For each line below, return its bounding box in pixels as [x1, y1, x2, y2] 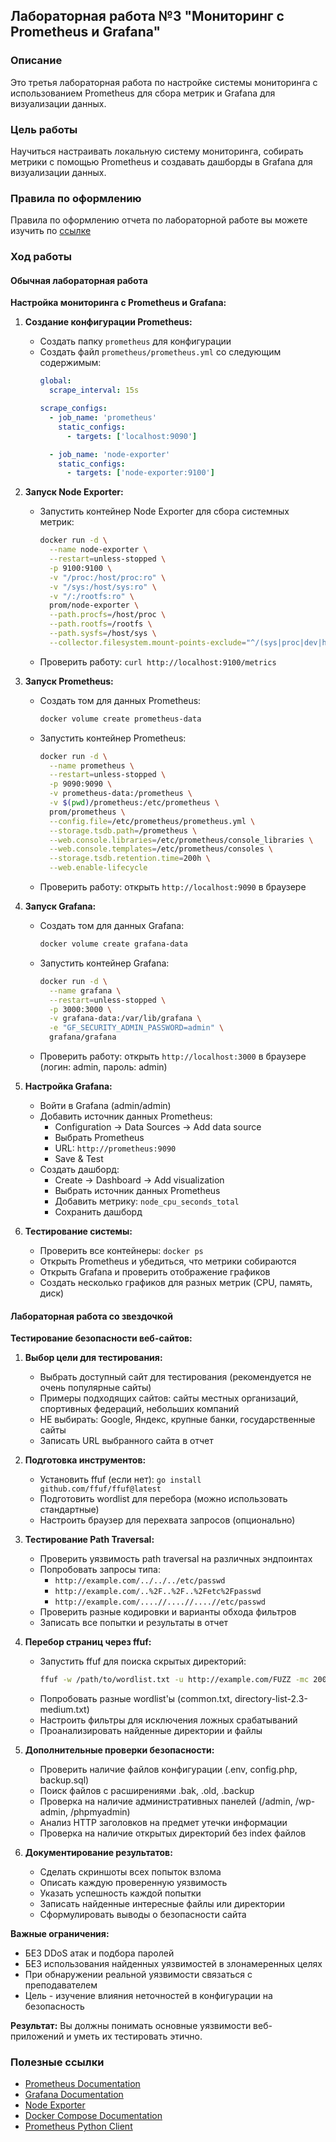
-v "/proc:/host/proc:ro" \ [48, 572, 167, 583]
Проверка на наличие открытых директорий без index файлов [39, 1827, 307, 1839]
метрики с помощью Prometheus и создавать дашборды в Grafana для [10, 155, 313, 168]
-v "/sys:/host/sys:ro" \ [48, 582, 157, 592]
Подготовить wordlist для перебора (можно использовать [39, 1493, 288, 1505]
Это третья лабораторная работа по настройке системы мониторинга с [10, 76, 318, 88]
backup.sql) [39, 1774, 90, 1786]
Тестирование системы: [24, 1225, 133, 1238]
